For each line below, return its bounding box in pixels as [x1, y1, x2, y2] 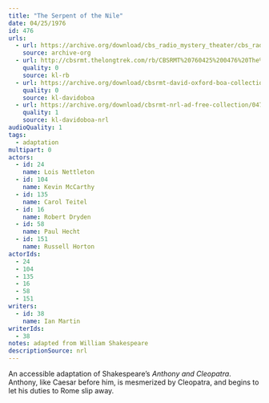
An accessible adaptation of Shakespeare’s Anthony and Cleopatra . [8, 369, 232, 378]
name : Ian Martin [22, 317, 81, 325]
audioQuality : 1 [8, 123, 62, 131]
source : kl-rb [22, 71, 70, 79]
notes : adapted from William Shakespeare [8, 340, 149, 348]
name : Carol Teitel [22, 198, 88, 206]
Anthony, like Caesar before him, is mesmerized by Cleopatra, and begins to [8, 377, 259, 387]
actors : [8, 153, 34, 161]
